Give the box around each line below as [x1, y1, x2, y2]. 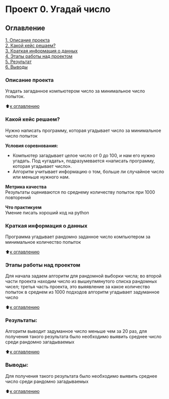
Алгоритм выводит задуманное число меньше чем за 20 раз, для [5, 328, 147, 334]
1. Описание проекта [5, 37, 50, 43]
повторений [5, 194, 31, 200]
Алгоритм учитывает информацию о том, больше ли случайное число [12, 168, 164, 174]
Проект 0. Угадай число [5, 4, 111, 15]
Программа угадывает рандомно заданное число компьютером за [5, 234, 150, 240]
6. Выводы [5, 64, 28, 70]
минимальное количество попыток [5, 239, 81, 245]
